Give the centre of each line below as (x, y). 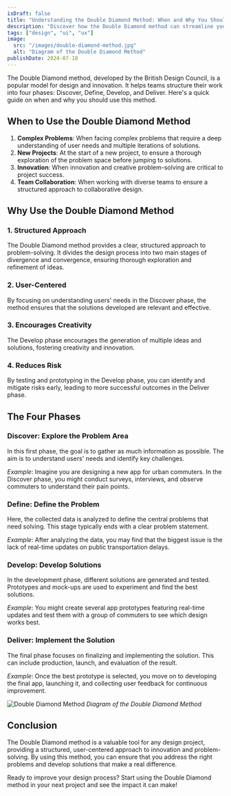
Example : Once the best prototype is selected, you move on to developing (112, 676)
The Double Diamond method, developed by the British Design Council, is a (114, 78)
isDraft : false (29, 13)
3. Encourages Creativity (49, 325)
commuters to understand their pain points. (68, 486)
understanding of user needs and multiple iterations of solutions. (109, 145)
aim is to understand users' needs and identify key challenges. (96, 458)
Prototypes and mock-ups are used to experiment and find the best (102, 587)
